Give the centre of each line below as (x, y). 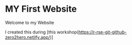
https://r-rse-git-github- (103, 32)
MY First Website (41, 9)
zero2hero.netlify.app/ (27, 37)
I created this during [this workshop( (42, 32)
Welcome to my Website (30, 22)
